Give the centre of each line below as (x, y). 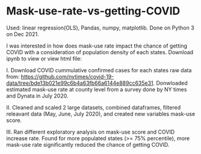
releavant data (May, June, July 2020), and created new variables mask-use (101, 114)
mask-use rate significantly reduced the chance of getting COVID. (88, 144)
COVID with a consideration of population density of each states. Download (100, 52)
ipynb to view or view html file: (44, 58)
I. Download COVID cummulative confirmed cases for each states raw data (99, 70)
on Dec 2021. (23, 34)
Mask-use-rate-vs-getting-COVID (93, 11)
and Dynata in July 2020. (37, 96)
